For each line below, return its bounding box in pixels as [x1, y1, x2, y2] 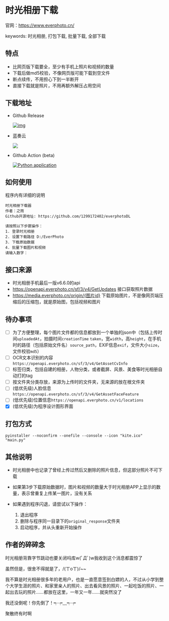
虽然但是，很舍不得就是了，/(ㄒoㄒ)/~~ [5, 565, 87, 572]
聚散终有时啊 [5, 610, 32, 616]
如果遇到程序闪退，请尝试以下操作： [12, 501, 88, 507]
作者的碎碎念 [5, 541, 45, 549]
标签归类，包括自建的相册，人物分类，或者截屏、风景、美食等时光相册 [12, 367, 158, 373]
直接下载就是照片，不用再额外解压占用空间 [12, 82, 101, 88]
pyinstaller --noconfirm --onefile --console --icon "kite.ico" [5, 433, 143, 438]
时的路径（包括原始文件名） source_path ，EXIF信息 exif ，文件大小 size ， [12, 342, 162, 348]
